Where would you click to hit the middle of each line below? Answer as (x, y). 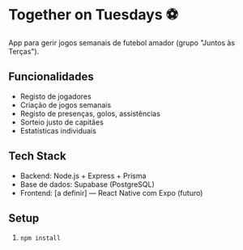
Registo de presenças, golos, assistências (90, 113)
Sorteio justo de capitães (62, 122)
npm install (40, 239)
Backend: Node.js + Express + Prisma (83, 176)
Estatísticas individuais (58, 130)
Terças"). (24, 51)
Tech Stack (37, 157)
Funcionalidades (51, 77)
